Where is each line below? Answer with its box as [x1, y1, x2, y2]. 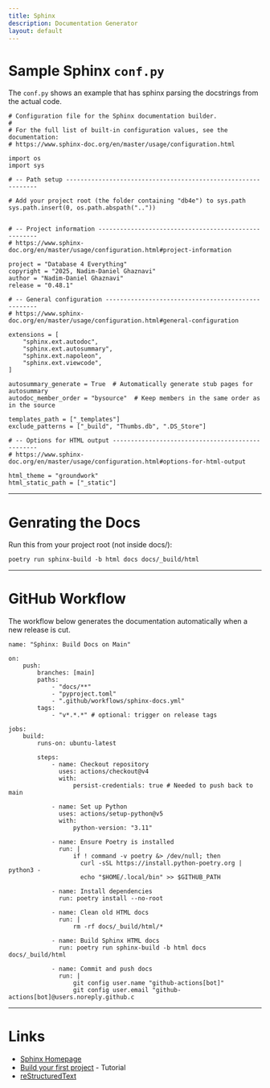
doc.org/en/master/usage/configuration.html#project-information [8, 247, 231, 255]
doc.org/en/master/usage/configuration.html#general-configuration [8, 317, 239, 325]
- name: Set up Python [51, 803, 128, 811]
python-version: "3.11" [72, 824, 153, 833]
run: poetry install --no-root [59, 895, 163, 903]
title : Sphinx [8, 11, 56, 20]
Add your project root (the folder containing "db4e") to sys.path [15, 197, 247, 206]
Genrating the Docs [8, 513, 141, 532]
